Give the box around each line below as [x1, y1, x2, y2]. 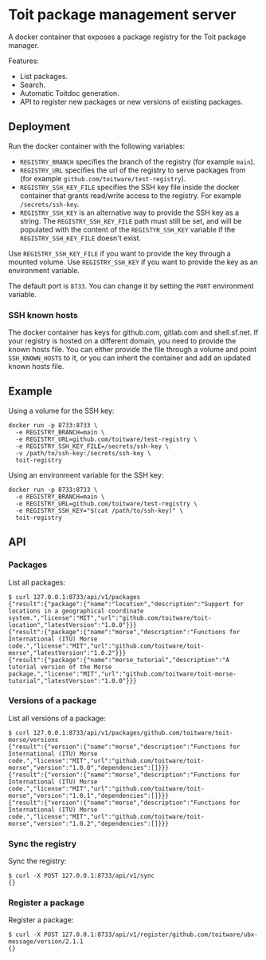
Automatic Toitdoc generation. [19, 88, 119, 97]
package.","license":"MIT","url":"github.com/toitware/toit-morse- [8, 669, 237, 678]
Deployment [8, 120, 71, 133]
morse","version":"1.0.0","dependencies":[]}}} [8, 764, 170, 772]
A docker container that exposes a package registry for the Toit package [8, 32, 247, 42]
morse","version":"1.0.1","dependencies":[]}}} [8, 791, 170, 799]
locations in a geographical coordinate [8, 607, 145, 615]
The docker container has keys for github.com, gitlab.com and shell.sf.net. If [8, 327, 259, 337]
